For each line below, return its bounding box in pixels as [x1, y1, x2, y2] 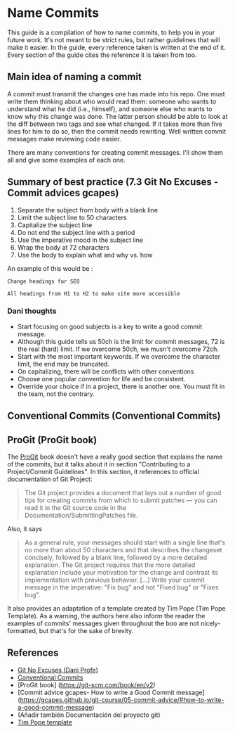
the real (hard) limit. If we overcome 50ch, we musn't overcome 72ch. [17, 345, 220, 353]
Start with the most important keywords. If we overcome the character [17, 352, 221, 360]
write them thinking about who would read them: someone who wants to [7, 97, 217, 106]
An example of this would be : [7, 264, 93, 272]
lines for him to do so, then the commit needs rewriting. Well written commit [7, 127, 227, 135]
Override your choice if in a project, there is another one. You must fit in [17, 382, 225, 390]
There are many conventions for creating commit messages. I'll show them [7, 148, 223, 156]
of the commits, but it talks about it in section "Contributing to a [7, 460, 191, 469]
